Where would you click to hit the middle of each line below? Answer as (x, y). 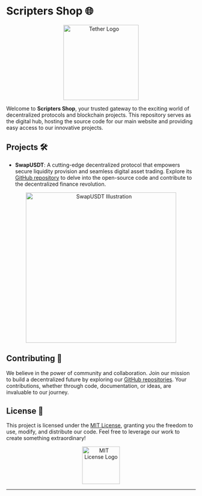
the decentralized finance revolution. (60, 184)
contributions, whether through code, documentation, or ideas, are (89, 385)
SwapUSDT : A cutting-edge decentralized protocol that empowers (97, 165)
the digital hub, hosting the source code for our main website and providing (99, 121)
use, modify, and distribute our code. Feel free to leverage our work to (93, 432)
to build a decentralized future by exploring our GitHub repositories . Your (96, 379)
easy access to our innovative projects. (55, 127)
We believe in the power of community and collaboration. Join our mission (98, 373)
